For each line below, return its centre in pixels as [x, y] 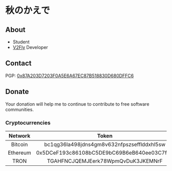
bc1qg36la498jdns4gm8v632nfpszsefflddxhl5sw [105, 144]
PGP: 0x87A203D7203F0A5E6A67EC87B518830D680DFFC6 [70, 76]
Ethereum [20, 153]
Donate [17, 92]
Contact [18, 64]
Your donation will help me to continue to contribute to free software [77, 104]
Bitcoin [19, 144]
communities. [20, 109]
